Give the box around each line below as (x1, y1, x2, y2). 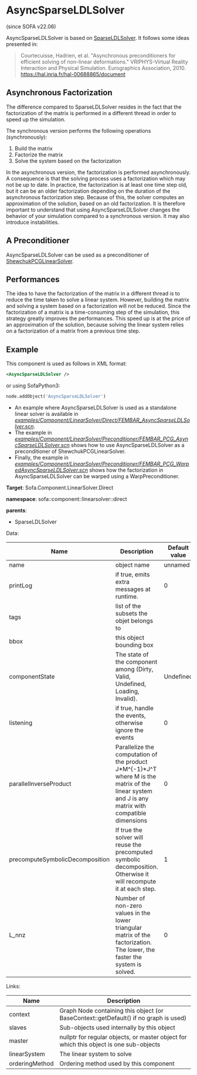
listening (9, 718, 33, 727)
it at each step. (115, 885, 157, 893)
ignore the (115, 726, 144, 734)
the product (115, 757, 148, 765)
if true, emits (115, 570, 150, 579)
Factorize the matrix (14, 151, 63, 158)
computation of (115, 750, 158, 758)
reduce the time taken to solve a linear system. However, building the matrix (6, 296, 189, 303)
